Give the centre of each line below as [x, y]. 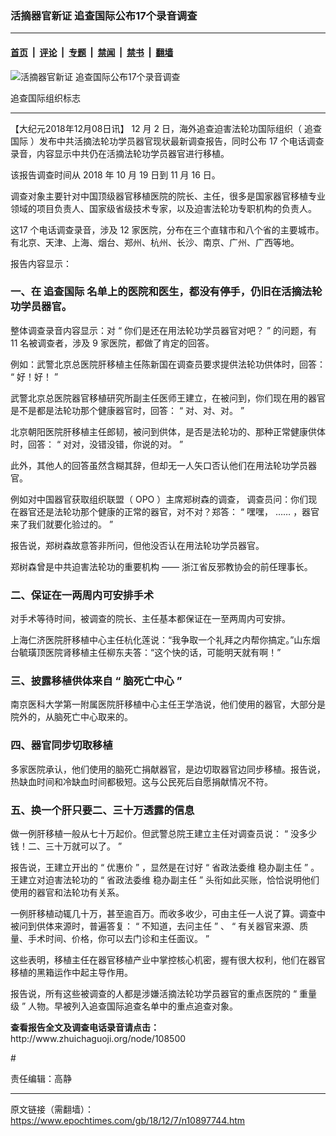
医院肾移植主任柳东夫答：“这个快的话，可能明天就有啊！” [163, 653]
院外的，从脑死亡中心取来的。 [71, 717]
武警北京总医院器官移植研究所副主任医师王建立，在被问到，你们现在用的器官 [168, 398]
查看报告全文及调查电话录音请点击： [85, 1027]
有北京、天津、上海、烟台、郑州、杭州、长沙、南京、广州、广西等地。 [155, 242]
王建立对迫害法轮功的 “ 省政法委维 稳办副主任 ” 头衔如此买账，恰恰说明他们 [165, 879]
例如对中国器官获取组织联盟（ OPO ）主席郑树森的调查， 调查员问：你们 [159, 499]
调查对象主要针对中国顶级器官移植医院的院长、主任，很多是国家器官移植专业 [168, 196]
